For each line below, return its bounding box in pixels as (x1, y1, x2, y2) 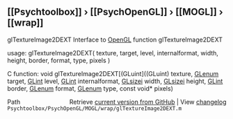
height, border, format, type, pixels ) (7, 56, 111, 64)
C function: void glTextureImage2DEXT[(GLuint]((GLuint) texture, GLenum (7, 69, 219, 77)
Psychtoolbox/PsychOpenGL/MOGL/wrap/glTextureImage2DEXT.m (7, 104, 182, 112)
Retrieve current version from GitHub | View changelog (69, 98, 227, 106)
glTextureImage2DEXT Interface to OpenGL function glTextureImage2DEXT (7, 35, 223, 44)
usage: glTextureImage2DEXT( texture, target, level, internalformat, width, (7, 48, 219, 57)
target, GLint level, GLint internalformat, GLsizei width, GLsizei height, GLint (7, 77, 223, 85)
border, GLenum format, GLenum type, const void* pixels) (7, 84, 174, 93)
